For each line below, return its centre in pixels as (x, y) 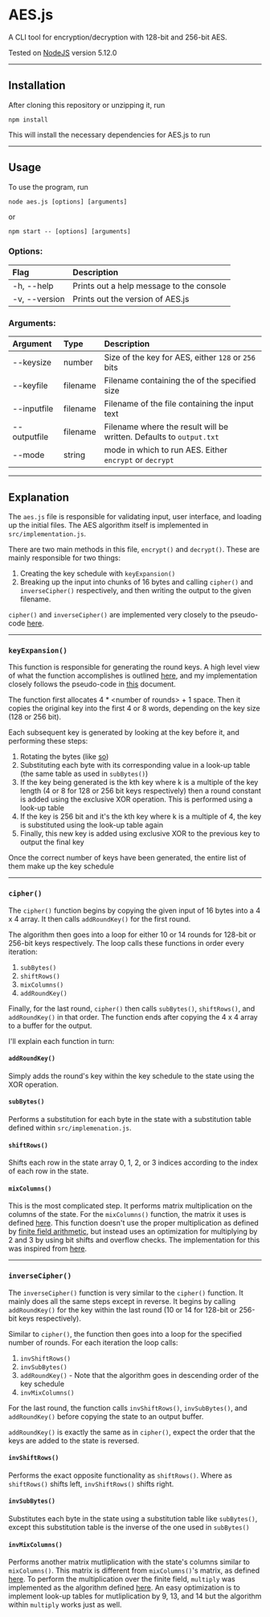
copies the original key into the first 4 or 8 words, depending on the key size (134, 708)
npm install (28, 120)
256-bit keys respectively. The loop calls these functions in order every (127, 943)
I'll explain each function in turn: (61, 1041)
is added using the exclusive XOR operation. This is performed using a (136, 799)
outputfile (31, 437)
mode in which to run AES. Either (166, 450)
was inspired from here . (47, 1248)
